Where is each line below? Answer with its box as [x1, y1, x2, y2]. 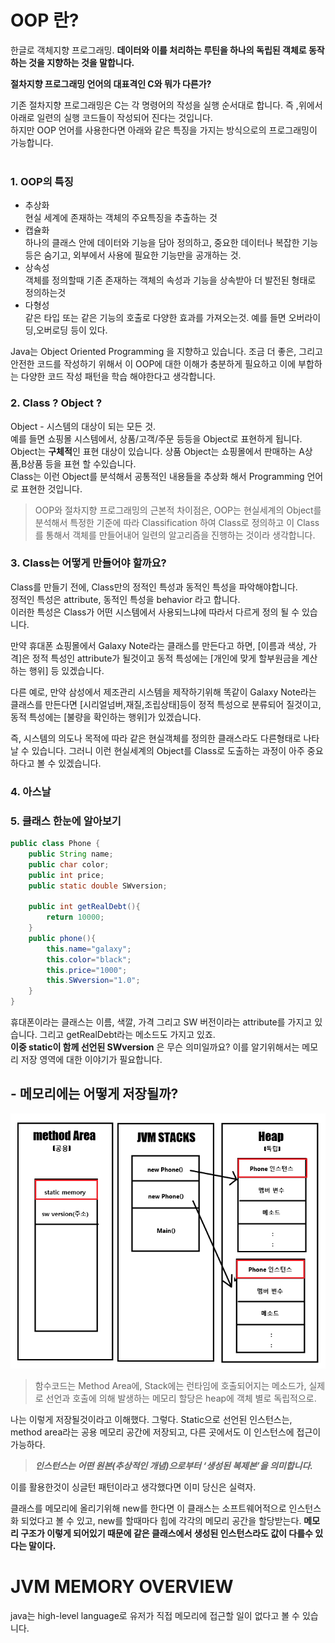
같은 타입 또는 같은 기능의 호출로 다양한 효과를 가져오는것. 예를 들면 [24, 312, 287, 324]
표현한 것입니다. [20, 482, 83, 495]
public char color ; [28, 859, 110, 870]
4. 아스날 [10, 784, 52, 798]
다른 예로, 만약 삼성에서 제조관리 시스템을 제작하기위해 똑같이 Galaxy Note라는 [10, 686, 317, 698]
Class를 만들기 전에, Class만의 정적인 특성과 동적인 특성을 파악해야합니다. [10, 581, 298, 593]
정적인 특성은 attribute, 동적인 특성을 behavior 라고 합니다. [10, 593, 241, 605]
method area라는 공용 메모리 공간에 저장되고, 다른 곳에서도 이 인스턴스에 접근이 [10, 1426, 322, 1438]
